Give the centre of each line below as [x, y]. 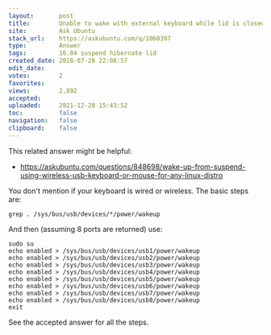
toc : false [43, 114]
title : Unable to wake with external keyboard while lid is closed [137, 23]
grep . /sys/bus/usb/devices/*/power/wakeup [84, 214]
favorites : [27, 83]
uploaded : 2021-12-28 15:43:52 [68, 105]
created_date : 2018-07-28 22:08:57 [68, 61]
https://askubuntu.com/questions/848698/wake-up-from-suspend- [133, 167]
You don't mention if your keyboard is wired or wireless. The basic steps [128, 191]
